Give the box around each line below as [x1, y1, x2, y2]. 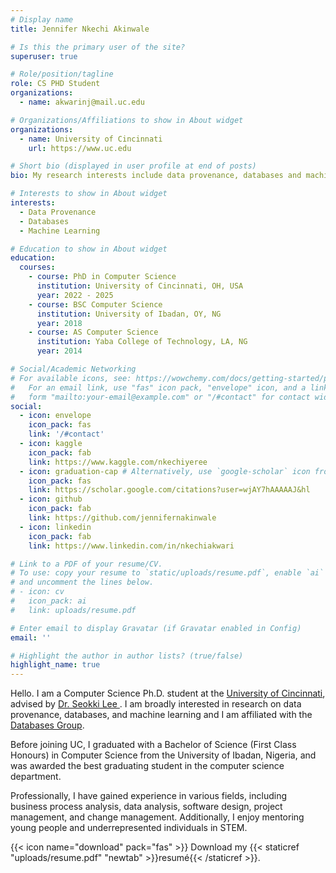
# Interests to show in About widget [10, 189, 168, 199]
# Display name [10, 14, 74, 25]
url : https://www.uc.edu [28, 143, 132, 153]
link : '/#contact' [28, 429, 105, 440]
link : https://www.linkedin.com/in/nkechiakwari [28, 541, 235, 551]
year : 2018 [36, 318, 83, 328]
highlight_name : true [10, 660, 101, 670]
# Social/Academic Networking [10, 364, 137, 374]
